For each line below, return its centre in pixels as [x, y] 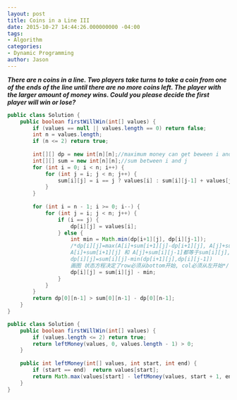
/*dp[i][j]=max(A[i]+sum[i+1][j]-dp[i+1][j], [138, 246]
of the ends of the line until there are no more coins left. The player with [114, 87]
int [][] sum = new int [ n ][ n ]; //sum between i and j [110, 161]
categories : [25, 46]
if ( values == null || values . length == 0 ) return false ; [120, 128]
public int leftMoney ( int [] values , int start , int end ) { [109, 363]
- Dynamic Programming [41, 54]
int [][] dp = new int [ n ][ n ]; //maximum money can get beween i [126, 154]
